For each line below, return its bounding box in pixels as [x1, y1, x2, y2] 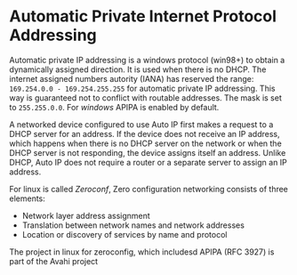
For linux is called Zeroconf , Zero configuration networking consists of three [9, 183, 289, 194]
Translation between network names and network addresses [21, 220, 245, 231]
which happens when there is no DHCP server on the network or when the [9, 138, 282, 149]
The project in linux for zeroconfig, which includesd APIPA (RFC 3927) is [9, 247, 275, 257]
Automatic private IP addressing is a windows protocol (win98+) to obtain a [9, 54, 285, 65]
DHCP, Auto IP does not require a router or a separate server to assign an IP [9, 157, 287, 167]
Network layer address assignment [21, 210, 151, 221]
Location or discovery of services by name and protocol [21, 229, 228, 239]
